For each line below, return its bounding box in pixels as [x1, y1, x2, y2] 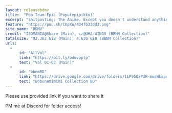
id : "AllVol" [18, 50, 47, 55]
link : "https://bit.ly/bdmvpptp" [18, 55, 91, 60]
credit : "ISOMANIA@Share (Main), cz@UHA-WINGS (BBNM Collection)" [5, 31, 150, 36]
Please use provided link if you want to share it [5, 93, 104, 99]
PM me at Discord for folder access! [5, 103, 81, 109]
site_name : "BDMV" [5, 27, 45, 32]
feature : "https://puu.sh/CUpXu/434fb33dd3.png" [5, 21, 111, 27]
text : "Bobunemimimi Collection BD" [18, 79, 97, 84]
